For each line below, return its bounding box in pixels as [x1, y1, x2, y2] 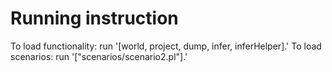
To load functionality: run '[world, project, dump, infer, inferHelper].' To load [10, 40, 322, 52]
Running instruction [10, 7, 179, 30]
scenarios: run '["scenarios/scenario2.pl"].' [10, 50, 188, 62]
